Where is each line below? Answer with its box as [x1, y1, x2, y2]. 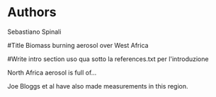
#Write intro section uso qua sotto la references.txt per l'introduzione [7, 54, 209, 63]
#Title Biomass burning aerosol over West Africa [7, 41, 149, 49]
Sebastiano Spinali [7, 27, 62, 36]
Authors [7, 4, 57, 20]
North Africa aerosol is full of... [7, 68, 97, 77]
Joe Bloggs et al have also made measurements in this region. [7, 82, 189, 90]
